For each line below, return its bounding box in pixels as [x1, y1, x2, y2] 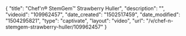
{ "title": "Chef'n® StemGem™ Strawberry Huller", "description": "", [5, 5, 165, 12]
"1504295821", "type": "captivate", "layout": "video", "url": [5, 17, 145, 24]
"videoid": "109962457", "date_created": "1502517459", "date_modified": [5, 11, 181, 18]
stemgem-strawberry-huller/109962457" [5, 23, 103, 30]
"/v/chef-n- [146, 17, 173, 24]
